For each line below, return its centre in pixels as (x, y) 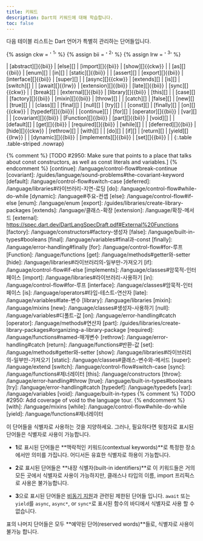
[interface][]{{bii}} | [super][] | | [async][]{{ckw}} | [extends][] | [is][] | (93, 79)
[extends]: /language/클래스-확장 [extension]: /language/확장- (108, 210)
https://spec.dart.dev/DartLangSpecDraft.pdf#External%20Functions (92, 225)
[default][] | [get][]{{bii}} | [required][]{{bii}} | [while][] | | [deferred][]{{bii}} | (101, 125)
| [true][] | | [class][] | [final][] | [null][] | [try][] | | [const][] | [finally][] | (93, 105)
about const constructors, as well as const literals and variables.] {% (92, 162)
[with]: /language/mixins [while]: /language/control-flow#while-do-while (96, 407)
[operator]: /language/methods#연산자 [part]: (62, 323)
